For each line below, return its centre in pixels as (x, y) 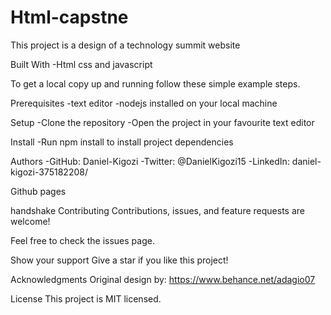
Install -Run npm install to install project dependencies (122, 142)
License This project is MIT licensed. (86, 298)
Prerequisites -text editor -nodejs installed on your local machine (144, 103)
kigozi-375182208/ (49, 172)
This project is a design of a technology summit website (125, 45)
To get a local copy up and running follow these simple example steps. (155, 83)
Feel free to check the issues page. (82, 240)
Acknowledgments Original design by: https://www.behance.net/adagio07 (163, 279)
